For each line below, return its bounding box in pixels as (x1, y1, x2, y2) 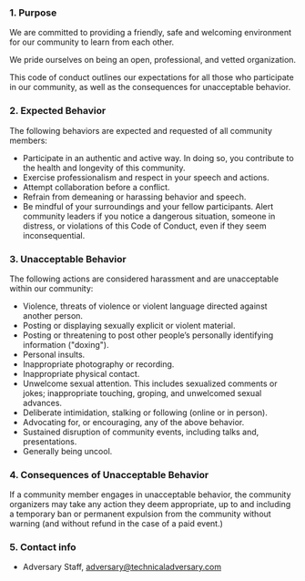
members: (9, 135, 48, 146)
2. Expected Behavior (9, 105, 107, 117)
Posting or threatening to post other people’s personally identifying (22, 330, 274, 341)
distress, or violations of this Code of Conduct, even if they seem (22, 220, 267, 231)
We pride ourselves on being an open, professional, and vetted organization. (9, 55, 297, 66)
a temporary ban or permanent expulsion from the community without (9, 508, 271, 520)
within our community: (9, 282, 94, 293)
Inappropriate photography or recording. (22, 358, 175, 370)
